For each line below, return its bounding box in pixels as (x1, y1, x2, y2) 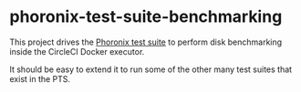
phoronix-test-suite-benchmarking (9, 6, 283, 27)
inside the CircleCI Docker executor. (9, 46, 145, 56)
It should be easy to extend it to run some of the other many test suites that (9, 64, 293, 75)
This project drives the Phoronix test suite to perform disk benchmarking (9, 36, 283, 47)
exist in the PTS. (9, 73, 71, 84)
